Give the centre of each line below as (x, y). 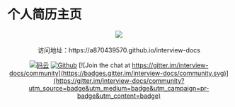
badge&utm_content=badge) (119, 96)
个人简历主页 (45, 15)
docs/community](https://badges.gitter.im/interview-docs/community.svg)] (119, 73)
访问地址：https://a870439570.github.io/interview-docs (119, 50)
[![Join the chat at (105, 65)
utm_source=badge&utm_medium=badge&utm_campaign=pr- (119, 88)
